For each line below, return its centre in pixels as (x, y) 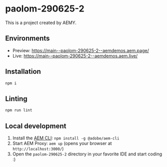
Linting (16, 99)
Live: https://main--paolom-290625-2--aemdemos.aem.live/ (75, 56)
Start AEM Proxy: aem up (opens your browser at (62, 143)
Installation (23, 71)
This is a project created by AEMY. (41, 23)
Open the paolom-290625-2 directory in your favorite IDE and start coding (87, 154)
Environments (28, 38)
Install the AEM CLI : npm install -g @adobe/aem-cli (66, 138)
